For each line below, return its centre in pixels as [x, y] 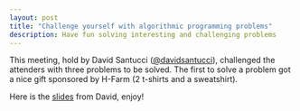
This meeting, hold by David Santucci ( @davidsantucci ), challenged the [142, 60]
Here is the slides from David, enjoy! [77, 97]
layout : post [34, 18]
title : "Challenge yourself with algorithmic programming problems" [141, 26]
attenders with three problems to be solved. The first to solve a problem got [150, 69]
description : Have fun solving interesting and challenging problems [143, 34]
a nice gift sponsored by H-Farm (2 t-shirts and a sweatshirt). [123, 79]
